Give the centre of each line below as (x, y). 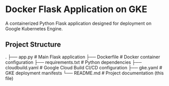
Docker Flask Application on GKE (76, 9)
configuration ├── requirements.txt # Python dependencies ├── (74, 62)
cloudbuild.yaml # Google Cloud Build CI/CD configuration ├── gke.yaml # (84, 67)
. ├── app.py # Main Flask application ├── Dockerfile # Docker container (83, 57)
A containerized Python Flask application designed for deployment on (78, 23)
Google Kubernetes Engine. (34, 28)
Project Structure (33, 45)
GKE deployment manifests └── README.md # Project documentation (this (84, 73)
